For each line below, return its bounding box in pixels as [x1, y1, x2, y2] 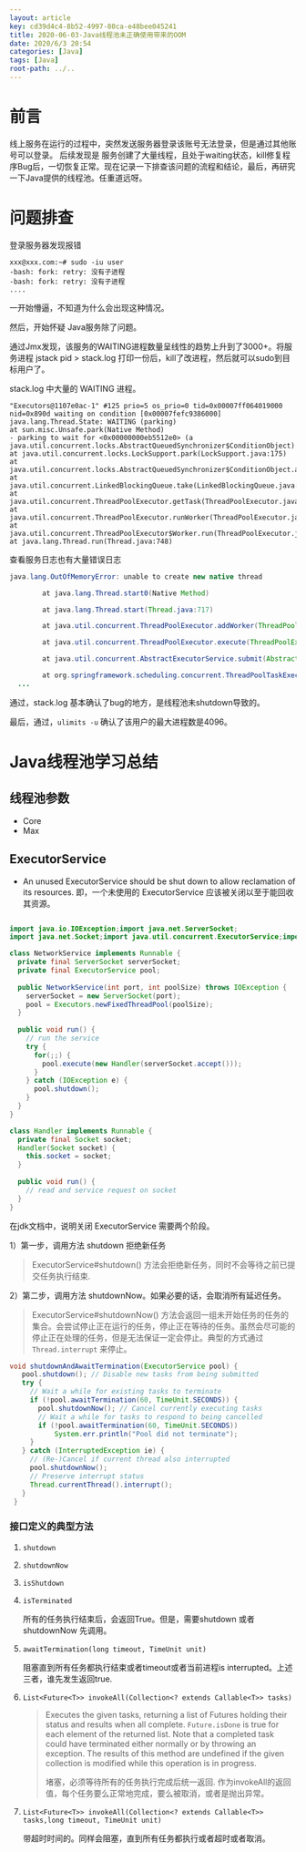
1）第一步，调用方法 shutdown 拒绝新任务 [9, 1240, 167, 1250]
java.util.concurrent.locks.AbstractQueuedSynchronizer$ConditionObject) [9, 441, 296, 450]
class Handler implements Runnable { [9, 1127, 153, 1136]
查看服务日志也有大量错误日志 [9, 553, 121, 565]
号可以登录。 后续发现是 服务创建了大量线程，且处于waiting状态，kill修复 [9, 149, 283, 160]
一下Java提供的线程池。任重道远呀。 [9, 172, 148, 183]
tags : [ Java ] [9, 56, 59, 65]
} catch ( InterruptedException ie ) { [21, 1446, 166, 1456]
